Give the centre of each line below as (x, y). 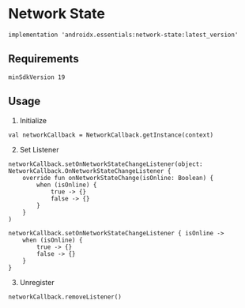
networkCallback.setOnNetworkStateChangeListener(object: (106, 164)
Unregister (37, 282)
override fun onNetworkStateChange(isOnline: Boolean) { (118, 178)
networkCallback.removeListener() (65, 297)
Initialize (33, 120)
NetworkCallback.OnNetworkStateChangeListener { (90, 171)
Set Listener (39, 149)
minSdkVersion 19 (37, 77)
